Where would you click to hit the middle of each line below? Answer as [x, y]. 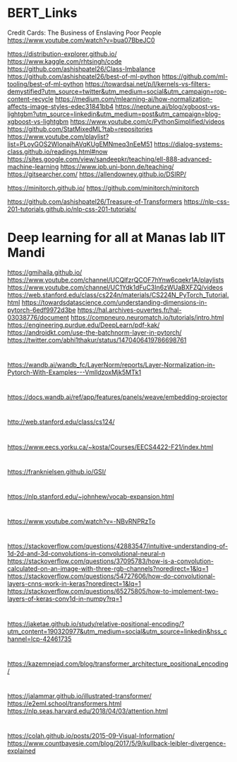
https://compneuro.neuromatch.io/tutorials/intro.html [147, 317]
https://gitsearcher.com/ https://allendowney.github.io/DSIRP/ [97, 174]
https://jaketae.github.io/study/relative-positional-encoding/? [96, 623]
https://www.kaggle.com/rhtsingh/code [65, 61]
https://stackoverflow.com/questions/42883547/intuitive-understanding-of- [118, 546]
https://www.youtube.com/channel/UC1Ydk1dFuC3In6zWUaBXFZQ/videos [115, 287]
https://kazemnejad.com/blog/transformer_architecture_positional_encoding [118, 664]
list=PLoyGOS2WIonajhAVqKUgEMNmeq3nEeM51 [80, 144]
